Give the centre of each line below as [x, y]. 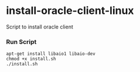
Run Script [21, 42]
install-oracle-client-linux [70, 11]
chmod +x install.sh [31, 59]
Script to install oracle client [40, 27]
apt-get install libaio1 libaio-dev [51, 54]
